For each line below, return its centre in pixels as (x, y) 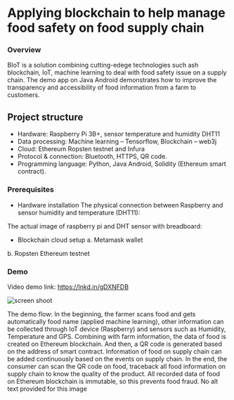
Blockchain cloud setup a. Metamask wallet (80, 240)
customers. (24, 95)
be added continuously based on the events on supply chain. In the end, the (117, 359)
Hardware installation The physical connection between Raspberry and (120, 205)
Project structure (45, 117)
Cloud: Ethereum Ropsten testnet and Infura (81, 149)
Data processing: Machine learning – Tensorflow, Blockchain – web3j (117, 141)
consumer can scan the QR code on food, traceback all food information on (117, 366)
